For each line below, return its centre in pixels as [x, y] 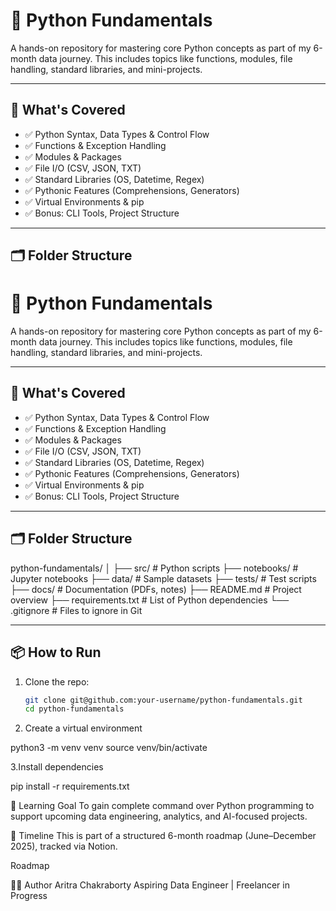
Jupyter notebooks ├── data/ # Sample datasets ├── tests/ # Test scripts [163, 578]
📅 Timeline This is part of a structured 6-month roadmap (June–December [163, 836]
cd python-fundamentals [74, 709]
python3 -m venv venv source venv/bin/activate [109, 748]
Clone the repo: [57, 681]
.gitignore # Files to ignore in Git [76, 610]
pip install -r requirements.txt [70, 786]
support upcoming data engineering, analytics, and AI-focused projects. [159, 816]
